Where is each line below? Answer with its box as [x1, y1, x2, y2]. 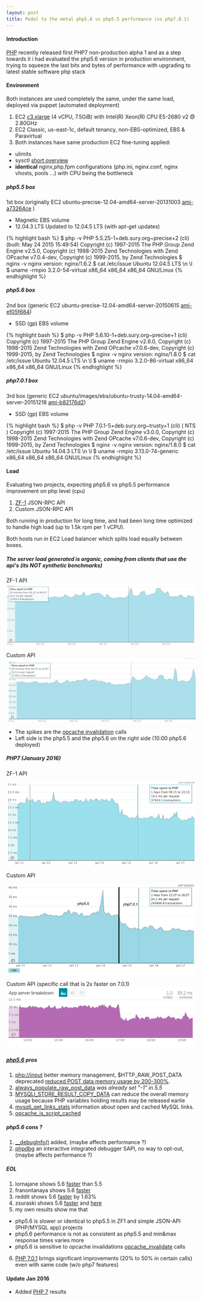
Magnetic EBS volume [14, 216, 70, 224]
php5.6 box [6, 286, 35, 294]
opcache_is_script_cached [14, 1110, 81, 1117]
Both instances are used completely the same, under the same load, [6, 95, 175, 102]
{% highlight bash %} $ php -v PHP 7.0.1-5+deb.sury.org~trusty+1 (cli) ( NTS [6, 421, 196, 429]
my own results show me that [14, 1206, 88, 1213]
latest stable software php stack [6, 68, 86, 75]
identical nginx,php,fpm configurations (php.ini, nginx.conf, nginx [14, 163, 179, 170]
